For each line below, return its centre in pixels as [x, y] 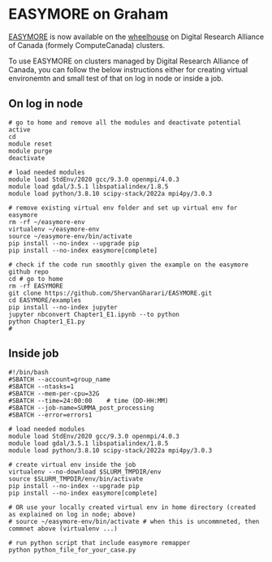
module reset [30, 144]
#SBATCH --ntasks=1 [41, 387]
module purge [30, 151]
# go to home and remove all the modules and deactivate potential [125, 123]
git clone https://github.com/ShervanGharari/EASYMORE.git [110, 293]
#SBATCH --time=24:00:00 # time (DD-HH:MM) [89, 400]
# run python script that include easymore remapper [99, 543]
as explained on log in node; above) [72, 514]
